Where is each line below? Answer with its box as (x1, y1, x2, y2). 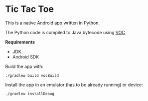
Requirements (5, 39, 35, 45)
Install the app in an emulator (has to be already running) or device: (5, 82, 144, 88)
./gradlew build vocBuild (5, 73, 59, 78)
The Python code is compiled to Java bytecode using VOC (5, 29, 126, 35)
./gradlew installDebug (5, 91, 55, 96)
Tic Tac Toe (5, 3, 54, 15)
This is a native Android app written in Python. (5, 20, 100, 26)
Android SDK (12, 53, 39, 60)
